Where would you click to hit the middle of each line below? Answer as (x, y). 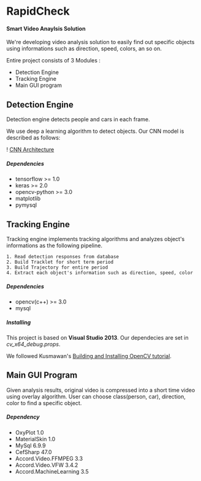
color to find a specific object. (44, 403)
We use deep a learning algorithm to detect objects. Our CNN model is (95, 131)
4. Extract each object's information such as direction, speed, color (100, 273)
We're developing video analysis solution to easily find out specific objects (100, 42)
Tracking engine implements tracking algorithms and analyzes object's (96, 239)
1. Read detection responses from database (63, 256)
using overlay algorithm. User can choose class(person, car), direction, (96, 397)
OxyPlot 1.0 (29, 432)
